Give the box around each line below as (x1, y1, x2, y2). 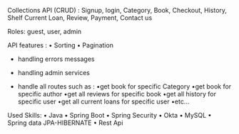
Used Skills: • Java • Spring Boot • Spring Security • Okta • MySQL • (7, 111, 212, 119)
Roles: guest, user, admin (7, 28, 82, 35)
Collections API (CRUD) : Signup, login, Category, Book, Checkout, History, (7, 6, 227, 14)
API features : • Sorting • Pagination (7, 41, 114, 49)
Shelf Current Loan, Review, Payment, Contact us (7, 13, 153, 22)
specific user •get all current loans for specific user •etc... (17, 97, 190, 106)
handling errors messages (17, 55, 95, 63)
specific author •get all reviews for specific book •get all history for (17, 90, 216, 98)
